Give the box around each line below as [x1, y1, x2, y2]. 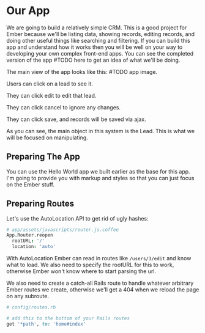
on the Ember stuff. [6, 181, 55, 188]
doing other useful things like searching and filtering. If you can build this [6, 37, 191, 44]
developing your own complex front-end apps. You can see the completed [6, 49, 194, 57]
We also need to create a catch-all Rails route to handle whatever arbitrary [6, 279, 194, 287]
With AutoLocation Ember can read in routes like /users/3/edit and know [6, 255, 192, 262]
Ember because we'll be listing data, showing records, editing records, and [6, 30, 195, 37]
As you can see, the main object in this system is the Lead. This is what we [6, 127, 195, 134]
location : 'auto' [12, 244, 56, 250]
